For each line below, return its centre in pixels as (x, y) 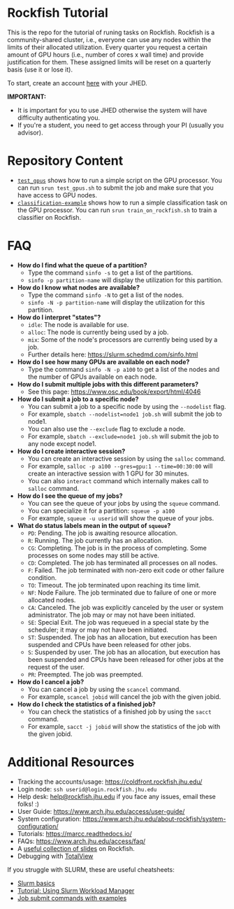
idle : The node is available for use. (78, 324)
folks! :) (28, 804)
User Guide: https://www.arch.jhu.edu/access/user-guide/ (101, 811)
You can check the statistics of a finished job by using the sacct (119, 712)
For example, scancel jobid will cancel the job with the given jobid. (124, 696)
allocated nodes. (52, 599)
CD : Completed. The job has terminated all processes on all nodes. (123, 562)
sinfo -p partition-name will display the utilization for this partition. (125, 280)
